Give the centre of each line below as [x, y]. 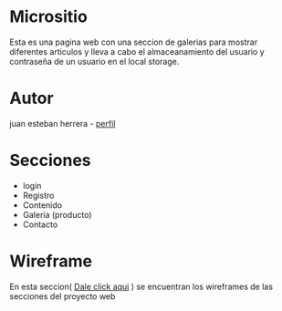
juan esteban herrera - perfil [63, 123]
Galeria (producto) [57, 214]
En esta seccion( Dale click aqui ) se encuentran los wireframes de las [141, 286]
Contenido [42, 205]
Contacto [40, 224]
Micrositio [49, 17]
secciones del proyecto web [63, 296]
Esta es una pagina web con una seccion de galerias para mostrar [134, 42]
